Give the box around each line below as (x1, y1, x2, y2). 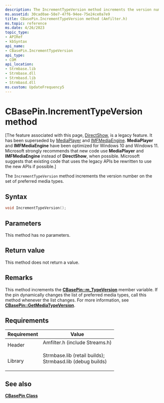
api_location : (5, 62, 34, 67)
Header (7, 342, 25, 349)
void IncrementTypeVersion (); (5, 205, 67, 211)
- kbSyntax (5, 39, 27, 44)
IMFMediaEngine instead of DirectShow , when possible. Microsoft (5, 153, 140, 159)
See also (5, 379, 32, 388)
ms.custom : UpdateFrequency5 (5, 84, 64, 90)
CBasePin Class (5, 393, 38, 399)
